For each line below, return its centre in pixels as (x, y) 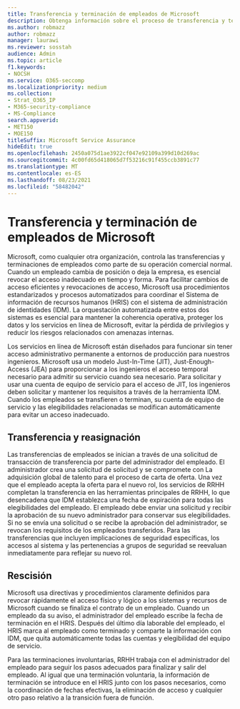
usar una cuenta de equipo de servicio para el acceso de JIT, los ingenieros (119, 384)
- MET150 (20, 127)
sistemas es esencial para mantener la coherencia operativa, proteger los (115, 318)
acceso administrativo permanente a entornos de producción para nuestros (119, 354)
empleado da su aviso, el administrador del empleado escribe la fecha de (115, 615)
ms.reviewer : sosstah (40, 47)
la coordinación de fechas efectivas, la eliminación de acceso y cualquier (115, 690)
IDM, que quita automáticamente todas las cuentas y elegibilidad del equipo (119, 638)
